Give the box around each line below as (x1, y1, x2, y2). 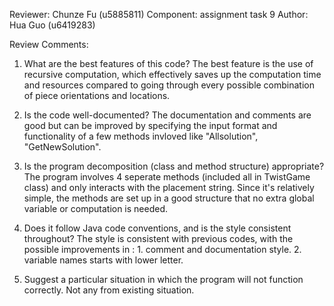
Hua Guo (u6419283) (9, 19, 96, 31)
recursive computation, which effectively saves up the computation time (23, 69, 322, 80)
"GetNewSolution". (23, 141, 102, 153)
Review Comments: (9, 39, 89, 50)
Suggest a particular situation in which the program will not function (23, 274, 304, 285)
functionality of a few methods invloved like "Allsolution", (23, 130, 259, 142)
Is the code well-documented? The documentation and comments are (23, 109, 312, 121)
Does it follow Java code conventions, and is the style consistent (23, 222, 292, 234)
